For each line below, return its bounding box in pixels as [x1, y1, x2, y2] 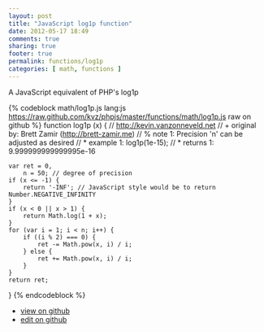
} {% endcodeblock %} [8, 290, 86, 299]
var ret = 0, [8, 162, 53, 170]
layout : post [8, 11, 53, 20]
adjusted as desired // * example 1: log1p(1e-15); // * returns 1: [8, 138, 214, 147]
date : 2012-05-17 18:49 [8, 27, 89, 35]
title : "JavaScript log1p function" [8, 20, 132, 28]
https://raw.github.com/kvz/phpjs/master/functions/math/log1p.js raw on [8, 111, 252, 121]
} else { [23, 247, 53, 256]
